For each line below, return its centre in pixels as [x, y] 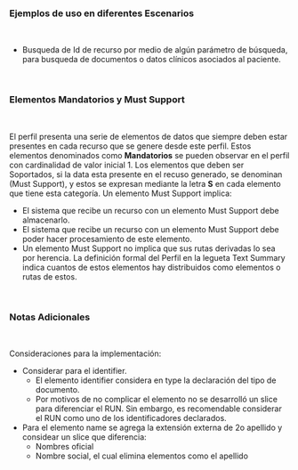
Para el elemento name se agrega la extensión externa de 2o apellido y [152, 427]
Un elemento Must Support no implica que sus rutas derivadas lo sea [149, 248]
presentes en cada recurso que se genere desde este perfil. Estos [130, 146]
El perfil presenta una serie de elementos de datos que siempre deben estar [149, 136]
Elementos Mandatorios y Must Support [97, 100]
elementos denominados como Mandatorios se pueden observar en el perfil [149, 155]
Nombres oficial [64, 446]
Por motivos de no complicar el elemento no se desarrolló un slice [157, 399]
